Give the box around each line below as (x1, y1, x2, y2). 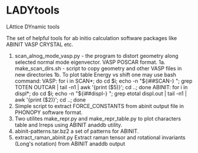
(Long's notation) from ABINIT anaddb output (14, 140, 125, 147)
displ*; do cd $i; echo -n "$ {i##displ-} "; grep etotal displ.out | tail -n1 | (14, 90, 187, 97)
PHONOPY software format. (14, 109, 83, 116)
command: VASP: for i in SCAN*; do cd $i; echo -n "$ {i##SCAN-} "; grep (14, 77, 193, 84)
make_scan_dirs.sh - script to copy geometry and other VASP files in (14, 64, 182, 71)
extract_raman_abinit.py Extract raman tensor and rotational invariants (14, 134, 186, 141)
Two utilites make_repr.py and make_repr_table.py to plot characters (14, 115, 181, 122)
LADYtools (6, 4, 60, 17)
